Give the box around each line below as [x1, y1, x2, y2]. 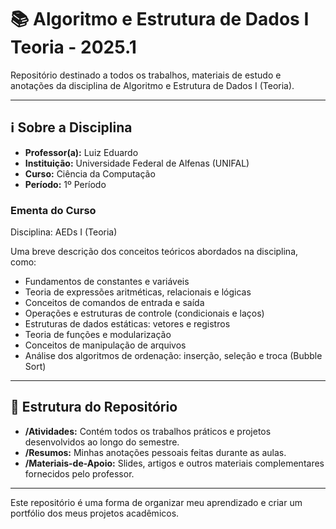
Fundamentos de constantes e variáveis [24, 276, 190, 288]
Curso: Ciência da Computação [24, 167, 156, 180]
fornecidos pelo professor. [24, 467, 135, 480]
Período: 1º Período [24, 178, 107, 190]
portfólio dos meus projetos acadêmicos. [10, 507, 180, 519]
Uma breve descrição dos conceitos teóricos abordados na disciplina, [10, 246, 299, 258]
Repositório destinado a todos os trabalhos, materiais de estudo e [10, 69, 282, 81]
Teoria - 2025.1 [10, 36, 137, 59]
